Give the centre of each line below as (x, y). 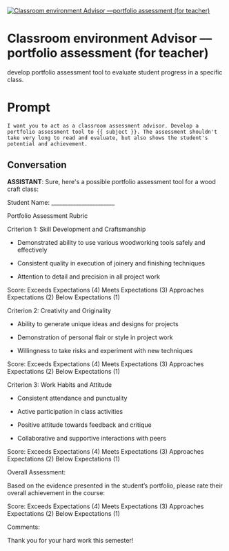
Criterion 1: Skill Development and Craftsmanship (77, 229)
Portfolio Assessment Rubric (48, 216)
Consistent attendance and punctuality (72, 398)
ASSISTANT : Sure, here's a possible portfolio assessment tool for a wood (111, 181)
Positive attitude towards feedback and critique (84, 425)
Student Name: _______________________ (61, 202)
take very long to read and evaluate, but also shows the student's (108, 138)
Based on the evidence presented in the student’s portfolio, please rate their (115, 485)
